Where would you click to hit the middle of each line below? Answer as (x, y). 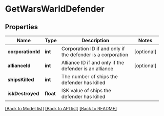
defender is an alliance (87, 69)
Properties (21, 27)
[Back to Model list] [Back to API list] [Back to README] (61, 108)
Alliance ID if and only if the (93, 63)
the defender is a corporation (95, 55)
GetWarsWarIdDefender (55, 9)
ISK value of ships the (86, 91)
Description (95, 41)
